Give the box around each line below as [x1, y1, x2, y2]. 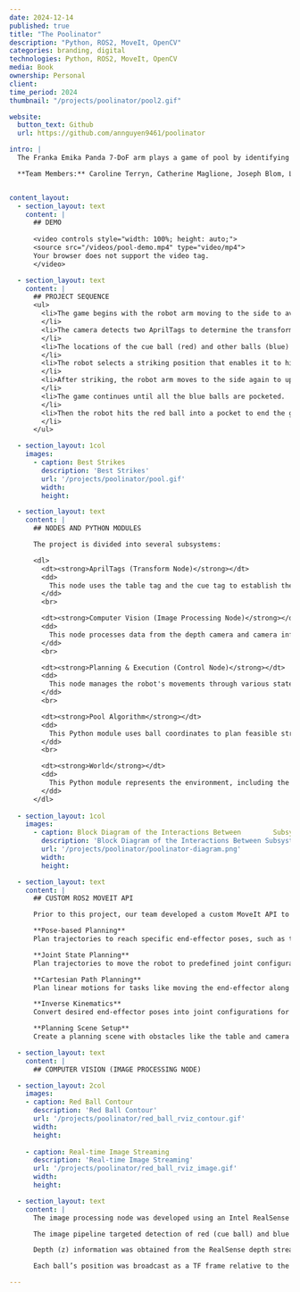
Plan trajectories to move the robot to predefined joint [32, 959, 254, 968]
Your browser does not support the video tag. [32, 251, 210, 260]
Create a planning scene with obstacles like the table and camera [32, 1032, 290, 1041]
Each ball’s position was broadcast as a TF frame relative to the [32, 1262, 290, 1271]
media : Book [9, 63, 54, 72]
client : [9, 79, 38, 88]
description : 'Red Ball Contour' [32, 1106, 158, 1115]
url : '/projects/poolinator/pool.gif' [41, 474, 186, 483]
